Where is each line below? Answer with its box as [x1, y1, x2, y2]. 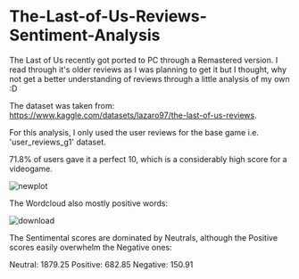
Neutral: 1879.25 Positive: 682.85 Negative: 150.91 [9, 258, 194, 269]
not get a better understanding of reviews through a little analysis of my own [9, 73, 290, 84]
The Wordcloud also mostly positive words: [9, 198, 168, 209]
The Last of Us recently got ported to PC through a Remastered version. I [9, 54, 278, 65]
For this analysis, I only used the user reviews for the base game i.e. [9, 127, 260, 137]
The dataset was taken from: [9, 100, 115, 111]
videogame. [9, 163, 54, 174]
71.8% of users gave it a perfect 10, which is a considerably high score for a [9, 153, 287, 164]
